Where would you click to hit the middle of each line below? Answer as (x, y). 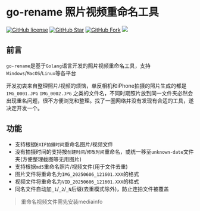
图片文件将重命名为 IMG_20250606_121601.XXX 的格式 (77, 174)
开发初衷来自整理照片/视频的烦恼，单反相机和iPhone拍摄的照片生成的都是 (96, 86)
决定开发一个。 (24, 108)
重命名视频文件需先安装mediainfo (62, 201)
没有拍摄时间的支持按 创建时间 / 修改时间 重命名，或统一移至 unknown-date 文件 (104, 151)
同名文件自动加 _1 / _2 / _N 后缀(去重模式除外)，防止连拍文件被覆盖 (92, 189)
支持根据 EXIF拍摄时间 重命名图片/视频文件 (64, 144)
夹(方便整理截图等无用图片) (48, 159)
